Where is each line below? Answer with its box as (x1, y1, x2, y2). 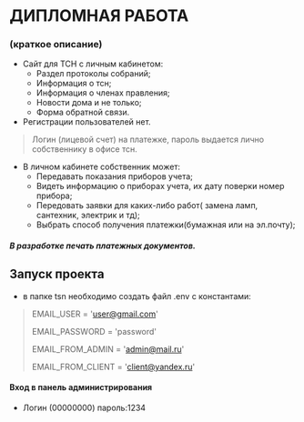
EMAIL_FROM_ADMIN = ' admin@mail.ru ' (31, 343, 185, 355)
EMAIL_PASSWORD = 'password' (31, 326, 157, 337)
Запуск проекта (9, 266, 105, 282)
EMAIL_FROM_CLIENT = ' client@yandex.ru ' (31, 361, 196, 372)
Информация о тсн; (35, 78, 112, 89)
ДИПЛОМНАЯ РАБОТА (9, 5, 189, 26)
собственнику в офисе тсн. (31, 144, 138, 155)
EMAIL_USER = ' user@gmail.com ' (31, 308, 159, 319)
